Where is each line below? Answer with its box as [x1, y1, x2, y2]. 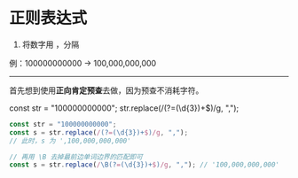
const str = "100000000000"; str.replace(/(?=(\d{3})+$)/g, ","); [9, 103, 239, 113]
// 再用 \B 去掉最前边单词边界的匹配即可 [9, 152, 144, 161]
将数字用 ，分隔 [21, 39, 80, 50]
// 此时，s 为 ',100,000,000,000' [9, 136, 131, 145]
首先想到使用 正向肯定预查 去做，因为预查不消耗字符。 [9, 85, 204, 96]
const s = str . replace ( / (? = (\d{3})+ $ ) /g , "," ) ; [9, 128, 189, 137]
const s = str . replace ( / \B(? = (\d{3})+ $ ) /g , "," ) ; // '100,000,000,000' [9, 160, 280, 169]
